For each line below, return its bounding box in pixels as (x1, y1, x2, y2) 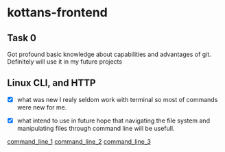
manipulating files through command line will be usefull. (16, 124, 175, 132)
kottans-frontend (7, 5, 108, 21)
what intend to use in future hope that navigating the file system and (16, 116, 211, 125)
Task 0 (7, 32, 36, 44)
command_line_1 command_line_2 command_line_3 (7, 137, 151, 145)
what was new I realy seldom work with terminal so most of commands (16, 95, 218, 103)
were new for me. (16, 103, 67, 111)
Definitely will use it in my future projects (7, 58, 122, 66)
